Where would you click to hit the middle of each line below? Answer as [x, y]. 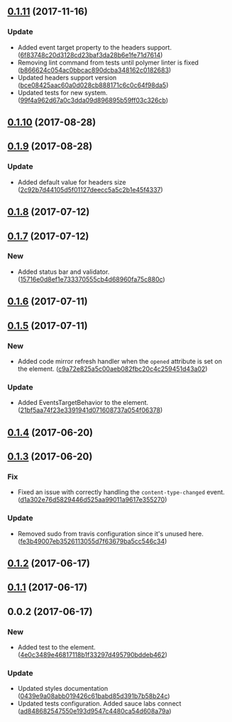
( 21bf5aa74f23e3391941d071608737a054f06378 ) [90, 410]
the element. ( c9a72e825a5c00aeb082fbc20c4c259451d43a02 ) [112, 369]
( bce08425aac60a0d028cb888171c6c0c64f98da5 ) [93, 85]
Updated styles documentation [63, 689]
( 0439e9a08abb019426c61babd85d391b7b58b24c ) [94, 696]
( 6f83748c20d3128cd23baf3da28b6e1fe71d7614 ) [90, 55]
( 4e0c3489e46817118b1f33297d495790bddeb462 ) [93, 655]
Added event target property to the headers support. [95, 47]
